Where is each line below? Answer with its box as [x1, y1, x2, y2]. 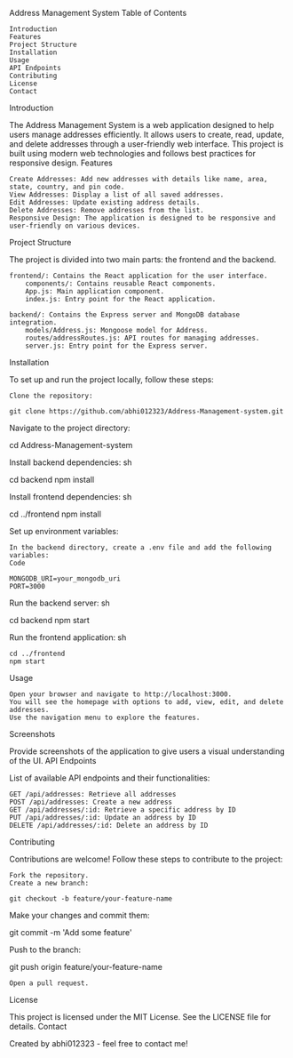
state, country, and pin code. [9, 182, 125, 191]
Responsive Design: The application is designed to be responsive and [9, 213, 276, 222]
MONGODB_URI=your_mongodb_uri [9, 574, 122, 583]
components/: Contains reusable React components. [25, 279, 217, 288]
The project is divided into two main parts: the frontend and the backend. [9, 254, 277, 265]
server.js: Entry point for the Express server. [25, 341, 209, 350]
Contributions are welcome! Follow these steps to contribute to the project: [9, 854, 283, 864]
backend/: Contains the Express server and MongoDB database [9, 310, 241, 319]
